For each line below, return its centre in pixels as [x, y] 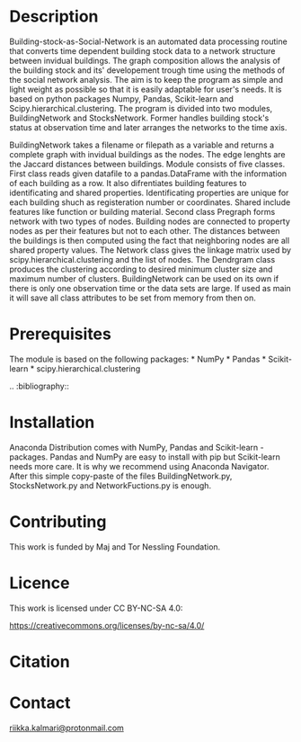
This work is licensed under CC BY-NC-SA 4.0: [96, 608]
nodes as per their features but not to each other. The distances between [145, 230]
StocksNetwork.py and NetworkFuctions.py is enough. [111, 485]
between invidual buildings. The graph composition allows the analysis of [145, 60]
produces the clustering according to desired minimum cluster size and [141, 269]
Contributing [58, 522]
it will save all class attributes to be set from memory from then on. [133, 298]
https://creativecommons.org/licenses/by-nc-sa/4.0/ [107, 625]
